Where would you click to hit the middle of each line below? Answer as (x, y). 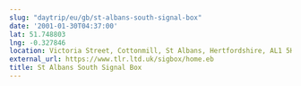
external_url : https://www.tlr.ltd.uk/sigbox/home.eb (112, 59)
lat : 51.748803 (38, 34)
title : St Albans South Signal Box (76, 68)
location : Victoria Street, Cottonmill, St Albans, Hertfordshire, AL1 (146, 51)
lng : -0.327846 (38, 43)
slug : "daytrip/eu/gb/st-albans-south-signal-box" (106, 17)
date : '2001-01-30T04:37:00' (64, 26)
